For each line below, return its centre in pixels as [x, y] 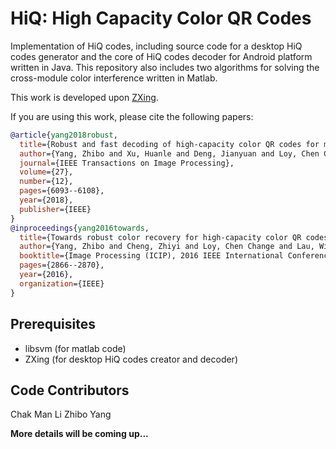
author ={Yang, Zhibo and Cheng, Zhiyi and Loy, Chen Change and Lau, [167, 247]
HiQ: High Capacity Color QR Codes [161, 18]
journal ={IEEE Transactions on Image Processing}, [127, 163]
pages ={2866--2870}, [62, 265]
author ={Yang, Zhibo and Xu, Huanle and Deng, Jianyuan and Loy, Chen [169, 153]
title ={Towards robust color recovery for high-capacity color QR [160, 237]
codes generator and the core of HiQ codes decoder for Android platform [161, 56]
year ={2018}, [46, 200]
